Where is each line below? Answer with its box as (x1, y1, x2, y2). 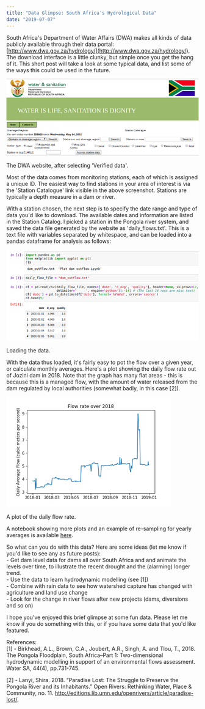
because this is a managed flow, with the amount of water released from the (6, 378, 198, 385)
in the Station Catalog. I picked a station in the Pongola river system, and (6, 218, 189, 226)
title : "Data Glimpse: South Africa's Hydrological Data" (6, 10, 157, 16)
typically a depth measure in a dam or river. (6, 193, 116, 201)
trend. (6, 569, 21, 576)
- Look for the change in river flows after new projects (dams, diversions (6, 595, 189, 603)
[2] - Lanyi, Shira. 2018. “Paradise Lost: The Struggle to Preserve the (6, 676, 179, 683)
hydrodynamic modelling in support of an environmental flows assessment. (6, 658, 195, 665)
